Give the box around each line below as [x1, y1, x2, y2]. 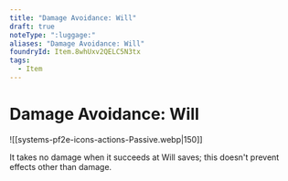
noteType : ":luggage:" [9, 30, 96, 39]
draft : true [9, 22, 55, 31]
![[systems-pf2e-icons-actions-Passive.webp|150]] [9, 133, 203, 144]
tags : [9, 56, 30, 65]
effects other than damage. [9, 161, 112, 172]
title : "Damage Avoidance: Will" [9, 13, 137, 23]
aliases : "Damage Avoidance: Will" [9, 38, 145, 48]
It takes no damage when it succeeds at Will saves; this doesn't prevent [9, 152, 280, 163]
